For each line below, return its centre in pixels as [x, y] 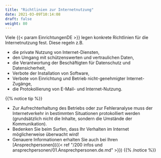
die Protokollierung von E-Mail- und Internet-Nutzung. [67, 89]
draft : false [19, 19]
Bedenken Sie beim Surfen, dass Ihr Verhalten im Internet [71, 129]
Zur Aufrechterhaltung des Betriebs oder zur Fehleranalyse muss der [82, 108]
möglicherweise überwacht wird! [45, 134]
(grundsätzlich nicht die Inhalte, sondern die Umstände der [72, 118]
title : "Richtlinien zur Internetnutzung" [49, 10]
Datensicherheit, [29, 68]
